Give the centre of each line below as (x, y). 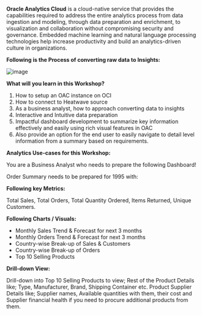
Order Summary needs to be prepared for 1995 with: (73, 176)
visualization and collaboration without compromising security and (90, 28)
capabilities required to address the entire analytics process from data (95, 15)
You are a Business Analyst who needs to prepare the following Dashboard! (101, 165)
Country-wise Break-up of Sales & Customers (73, 244)
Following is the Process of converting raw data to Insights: (83, 60)
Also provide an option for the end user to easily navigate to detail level (105, 135)
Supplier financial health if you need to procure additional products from (97, 300)
